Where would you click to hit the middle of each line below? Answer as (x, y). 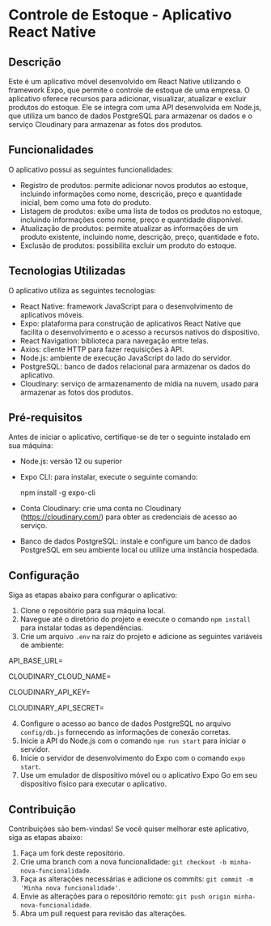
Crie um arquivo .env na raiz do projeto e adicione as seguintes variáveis (141, 637)
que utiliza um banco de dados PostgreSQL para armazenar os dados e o (131, 116)
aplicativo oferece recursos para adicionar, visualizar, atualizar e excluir (127, 98)
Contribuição (42, 809)
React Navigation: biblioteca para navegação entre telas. (114, 340)
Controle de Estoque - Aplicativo (120, 15)
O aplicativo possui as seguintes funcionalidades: (91, 169)
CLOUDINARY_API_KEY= (49, 692)
